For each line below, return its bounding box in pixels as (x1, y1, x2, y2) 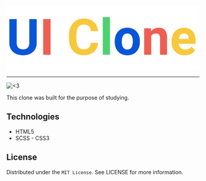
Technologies (6, 112, 60, 122)
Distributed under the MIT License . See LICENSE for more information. (6, 168, 184, 175)
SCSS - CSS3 (15, 134, 50, 142)
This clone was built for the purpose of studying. (6, 94, 129, 101)
